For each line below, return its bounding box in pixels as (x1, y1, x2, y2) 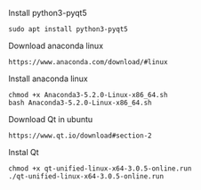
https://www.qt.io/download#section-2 (8, 131, 152, 140)
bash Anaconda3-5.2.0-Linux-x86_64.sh (8, 98, 152, 107)
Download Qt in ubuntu (8, 114, 93, 124)
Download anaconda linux (8, 40, 104, 51)
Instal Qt (8, 147, 39, 157)
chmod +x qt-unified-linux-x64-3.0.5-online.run (8, 164, 192, 173)
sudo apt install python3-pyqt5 (8, 25, 128, 34)
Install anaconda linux (8, 73, 88, 84)
